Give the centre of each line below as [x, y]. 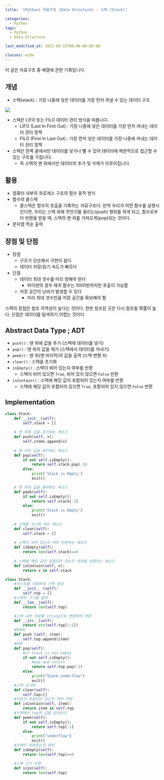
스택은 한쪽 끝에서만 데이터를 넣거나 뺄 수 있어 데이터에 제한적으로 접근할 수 [85, 151]
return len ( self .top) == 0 [48, 754]
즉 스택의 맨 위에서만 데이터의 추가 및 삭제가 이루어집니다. [75, 163]
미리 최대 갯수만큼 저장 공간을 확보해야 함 [66, 298]
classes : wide [20, 55]
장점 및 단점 [22, 241]
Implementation [30, 402]
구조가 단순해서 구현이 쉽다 [45, 261]
